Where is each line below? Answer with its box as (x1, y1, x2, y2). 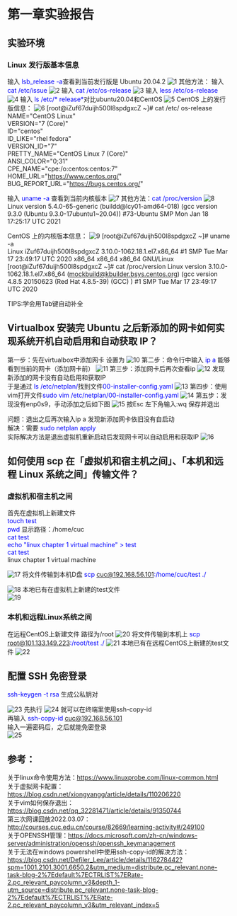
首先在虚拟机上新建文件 (7, 509, 76, 517)
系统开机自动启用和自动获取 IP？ (16, 336, 158, 348)
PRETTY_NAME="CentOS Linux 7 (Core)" (7, 149, 129, 158)
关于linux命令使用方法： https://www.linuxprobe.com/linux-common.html (7, 773, 219, 782)
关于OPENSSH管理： (7, 831, 69, 840)
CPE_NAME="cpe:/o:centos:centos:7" (7, 164, 118, 173)
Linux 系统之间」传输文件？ (18, 469, 139, 481)
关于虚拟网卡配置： (7, 782, 64, 791)
